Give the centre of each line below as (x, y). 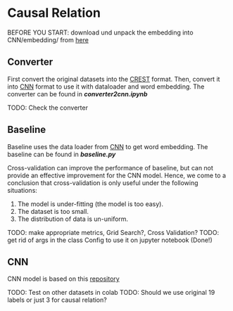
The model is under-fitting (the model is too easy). (90, 204)
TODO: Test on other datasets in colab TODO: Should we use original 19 (111, 293)
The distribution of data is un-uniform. (73, 219)
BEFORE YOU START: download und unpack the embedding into (100, 32)
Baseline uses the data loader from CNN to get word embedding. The (108, 146)
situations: (22, 190)
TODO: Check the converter (48, 108)
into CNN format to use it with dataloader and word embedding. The (106, 87)
